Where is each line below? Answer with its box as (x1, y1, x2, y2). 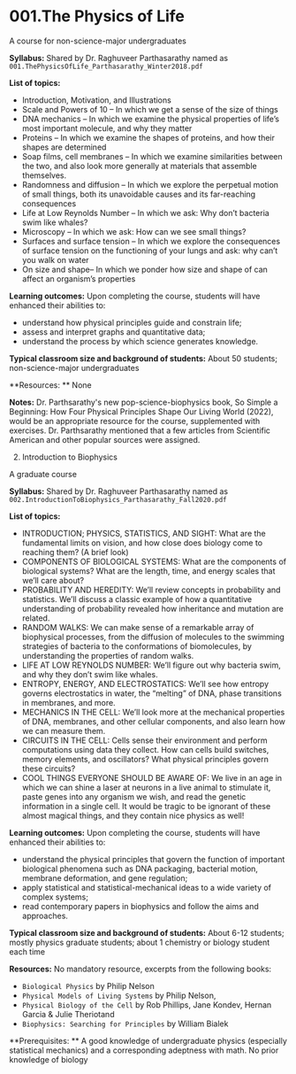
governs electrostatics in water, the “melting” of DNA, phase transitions (21, 688, 283, 699)
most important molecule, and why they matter (21, 122, 193, 134)
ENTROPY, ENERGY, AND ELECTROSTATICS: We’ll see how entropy (21, 678, 269, 689)
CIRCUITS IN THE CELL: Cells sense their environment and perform (21, 735, 268, 746)
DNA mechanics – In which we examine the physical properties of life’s (21, 113, 280, 124)
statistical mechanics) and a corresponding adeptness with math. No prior (9, 1045, 279, 1055)
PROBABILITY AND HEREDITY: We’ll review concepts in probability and (21, 584, 281, 595)
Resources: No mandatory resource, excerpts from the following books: (9, 963, 272, 974)
